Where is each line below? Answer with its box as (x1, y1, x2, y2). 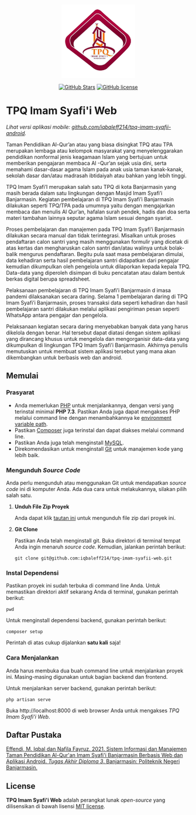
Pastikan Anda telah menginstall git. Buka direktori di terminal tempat (14, 537, 181, 544)
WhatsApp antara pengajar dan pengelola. (6, 312, 108, 319)
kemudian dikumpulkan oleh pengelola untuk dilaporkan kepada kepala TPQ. (6, 263, 191, 270)
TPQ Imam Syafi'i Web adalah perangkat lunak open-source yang (6, 797, 166, 804)
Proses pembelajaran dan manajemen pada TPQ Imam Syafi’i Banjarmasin (6, 226, 184, 233)
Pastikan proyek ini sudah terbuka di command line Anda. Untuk (6, 582, 160, 589)
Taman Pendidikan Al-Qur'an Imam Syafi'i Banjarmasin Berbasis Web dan (6, 752, 183, 759)
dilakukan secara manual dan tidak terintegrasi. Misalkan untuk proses (6, 232, 176, 239)
